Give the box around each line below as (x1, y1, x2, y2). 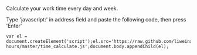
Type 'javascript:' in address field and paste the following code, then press (6, 16, 186, 23)
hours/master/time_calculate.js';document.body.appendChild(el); (6, 43, 169, 49)
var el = (6, 34, 28, 39)
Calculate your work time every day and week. (6, 5, 118, 12)
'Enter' (6, 23, 22, 29)
